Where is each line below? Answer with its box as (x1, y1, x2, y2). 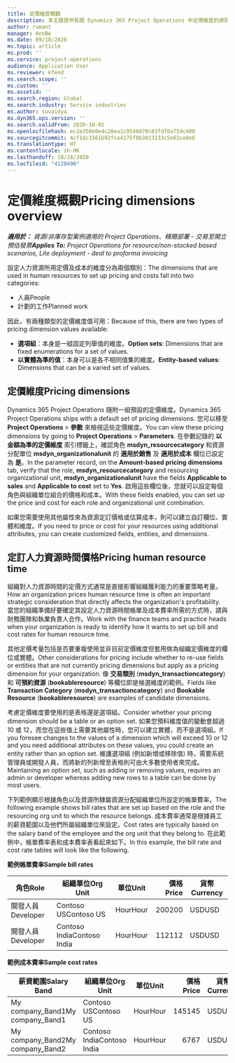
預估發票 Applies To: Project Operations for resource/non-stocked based (7, 241, 217, 249)
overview (7, 208, 63, 224)
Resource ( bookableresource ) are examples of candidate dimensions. (7, 694, 211, 702)
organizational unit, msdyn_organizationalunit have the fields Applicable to (7, 473, 227, 481)
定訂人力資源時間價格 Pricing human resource (7, 551, 206, 563)
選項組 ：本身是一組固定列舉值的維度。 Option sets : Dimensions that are (17, 339, 224, 347)
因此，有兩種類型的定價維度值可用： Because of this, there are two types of (7, 316, 224, 325)
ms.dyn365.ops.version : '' (7, 114, 86, 121)
